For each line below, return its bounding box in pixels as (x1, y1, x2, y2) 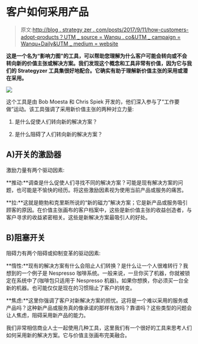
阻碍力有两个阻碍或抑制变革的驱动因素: (6, 249, 101, 257)
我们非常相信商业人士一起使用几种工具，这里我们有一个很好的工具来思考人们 (6, 324, 192, 331)
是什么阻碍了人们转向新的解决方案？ (14, 131, 103, 138)
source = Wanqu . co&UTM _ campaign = (80, 33, 181, 40)
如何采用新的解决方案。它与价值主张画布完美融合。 (6, 332, 130, 339)
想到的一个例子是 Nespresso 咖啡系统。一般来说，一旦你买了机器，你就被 (6, 270, 185, 277)
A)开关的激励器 (6, 150, 62, 160)
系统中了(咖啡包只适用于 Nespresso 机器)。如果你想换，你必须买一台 (16, 277, 184, 284)
